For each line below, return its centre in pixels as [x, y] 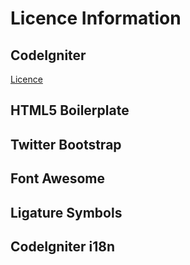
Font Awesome [57, 178]
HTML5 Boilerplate [70, 110]
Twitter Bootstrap [66, 144]
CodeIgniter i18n [63, 246]
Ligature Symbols [66, 212]
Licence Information [96, 18]
